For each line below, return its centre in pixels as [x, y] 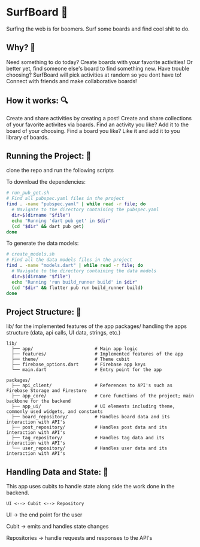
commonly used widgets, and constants [54, 412]
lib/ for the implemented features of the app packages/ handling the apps [97, 326]
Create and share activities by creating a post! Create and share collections [99, 118]
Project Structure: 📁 [44, 312]
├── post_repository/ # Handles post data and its [90, 427]
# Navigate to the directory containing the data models [84, 271]
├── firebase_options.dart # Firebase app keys [79, 364]
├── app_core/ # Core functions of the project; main [103, 396]
